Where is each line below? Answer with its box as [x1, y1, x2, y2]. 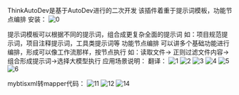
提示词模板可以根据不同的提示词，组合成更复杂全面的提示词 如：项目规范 [7, 30, 222, 38]
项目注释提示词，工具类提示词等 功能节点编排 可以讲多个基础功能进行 [26, 39, 230, 47]
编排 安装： [13, 15, 47, 23]
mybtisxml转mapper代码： [7, 79, 86, 87]
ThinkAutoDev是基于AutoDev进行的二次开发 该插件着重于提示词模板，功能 [7, 6, 226, 14]
